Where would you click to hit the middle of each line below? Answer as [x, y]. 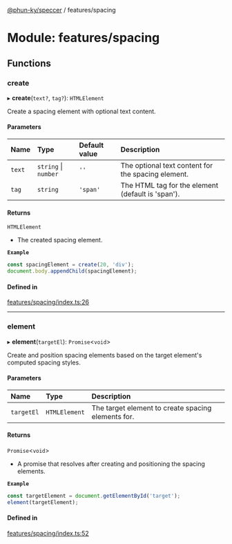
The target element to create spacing [152, 408]
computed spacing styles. [44, 362]
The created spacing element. [60, 240]
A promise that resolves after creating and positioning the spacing [111, 464]
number [48, 174]
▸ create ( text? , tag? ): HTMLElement [56, 98]
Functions [29, 63]
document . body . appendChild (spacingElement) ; [72, 271]
